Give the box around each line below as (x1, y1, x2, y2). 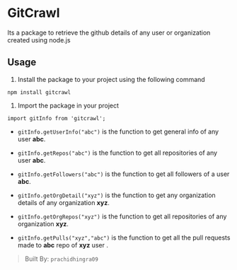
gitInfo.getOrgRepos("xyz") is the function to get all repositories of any (17, 212, 227, 221)
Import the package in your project (17, 101, 119, 110)
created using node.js (7, 35, 71, 44)
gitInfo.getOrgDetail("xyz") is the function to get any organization (17, 191, 216, 199)
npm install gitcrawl (7, 88, 71, 96)
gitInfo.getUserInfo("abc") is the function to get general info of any (17, 127, 219, 136)
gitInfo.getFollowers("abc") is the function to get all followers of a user (17, 170, 230, 178)
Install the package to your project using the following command (17, 75, 205, 83)
